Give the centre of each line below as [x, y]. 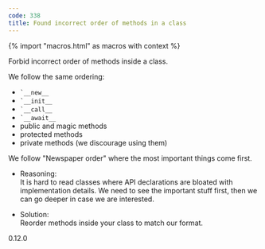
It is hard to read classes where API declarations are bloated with [126, 182]
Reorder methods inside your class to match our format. [111, 223]
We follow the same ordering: [57, 76]
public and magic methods [63, 126]
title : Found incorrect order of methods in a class [97, 23]
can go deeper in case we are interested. [87, 199]
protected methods [51, 134]
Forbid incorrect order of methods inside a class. [88, 61]
